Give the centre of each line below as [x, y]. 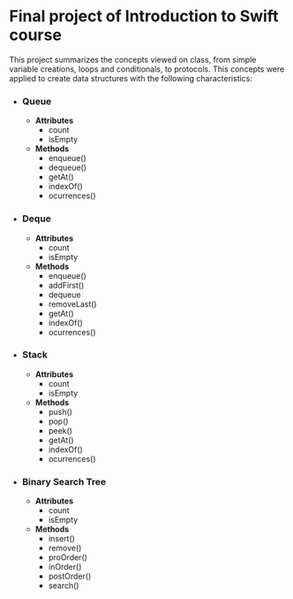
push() [60, 411]
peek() [60, 430]
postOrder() [70, 576]
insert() [61, 539]
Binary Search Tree [64, 481]
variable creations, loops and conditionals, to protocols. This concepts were [147, 69]
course [35, 35]
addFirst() [66, 285]
